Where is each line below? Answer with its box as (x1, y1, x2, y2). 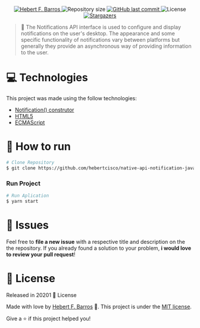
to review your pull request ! (6, 250, 76, 258)
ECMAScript (14, 119, 45, 126)
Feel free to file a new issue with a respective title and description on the (6, 238, 186, 245)
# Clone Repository (6, 159, 55, 165)
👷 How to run (6, 140, 71, 153)
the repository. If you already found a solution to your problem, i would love (6, 245, 192, 252)
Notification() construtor (14, 106, 74, 113)
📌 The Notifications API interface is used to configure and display (20, 24, 182, 30)
